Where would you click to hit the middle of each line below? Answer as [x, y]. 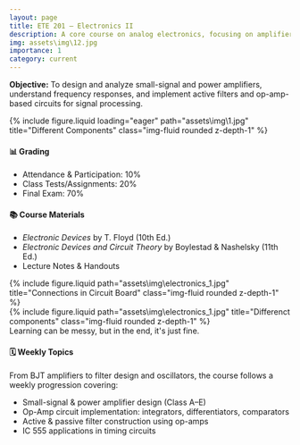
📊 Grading [29, 151]
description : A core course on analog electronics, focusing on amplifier [151, 34]
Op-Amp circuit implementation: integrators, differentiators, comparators [156, 411]
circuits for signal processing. [88, 103]
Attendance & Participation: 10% [81, 174]
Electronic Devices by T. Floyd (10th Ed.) [96, 238]
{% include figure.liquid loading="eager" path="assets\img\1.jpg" [129, 121]
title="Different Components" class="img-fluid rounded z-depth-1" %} [138, 130]
